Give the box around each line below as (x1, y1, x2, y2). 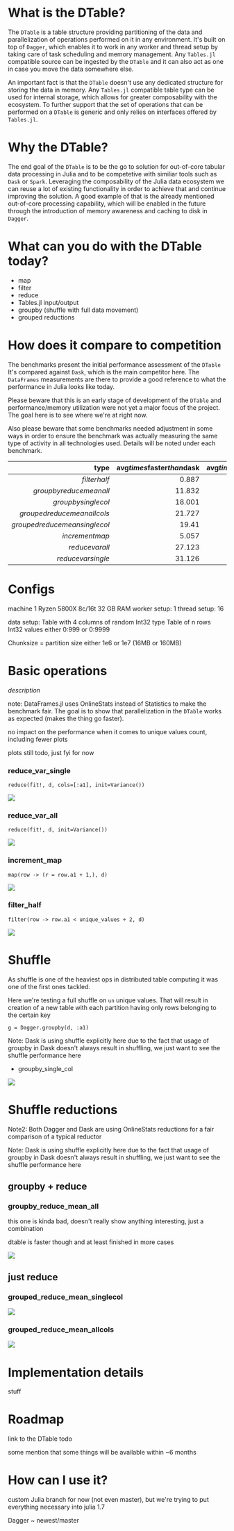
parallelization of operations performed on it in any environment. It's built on (8, 35, 226, 43)
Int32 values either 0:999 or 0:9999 (8, 625, 110, 634)
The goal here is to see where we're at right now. (8, 411, 148, 419)
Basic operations (8, 663, 108, 679)
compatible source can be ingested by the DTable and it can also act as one (8, 57, 224, 65)
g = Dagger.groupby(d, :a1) (8, 1024, 90, 1031)
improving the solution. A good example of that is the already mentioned (8, 192, 215, 200)
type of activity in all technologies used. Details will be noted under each (8, 439, 216, 447)
